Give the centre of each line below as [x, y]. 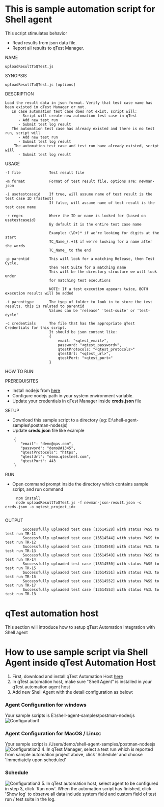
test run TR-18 [21, 594]
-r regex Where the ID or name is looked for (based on [76, 216]
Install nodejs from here [36, 390]
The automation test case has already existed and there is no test [83, 129]
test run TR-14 [21, 559]
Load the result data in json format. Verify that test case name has [79, 103]
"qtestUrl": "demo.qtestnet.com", [56, 456]
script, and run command [38, 489]
